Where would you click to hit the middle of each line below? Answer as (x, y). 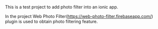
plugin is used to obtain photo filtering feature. (52, 22)
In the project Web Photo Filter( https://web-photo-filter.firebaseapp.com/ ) (79, 16)
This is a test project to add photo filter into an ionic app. (61, 7)
